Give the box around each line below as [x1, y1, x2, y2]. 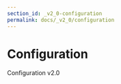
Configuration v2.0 [7, 69, 60, 77]
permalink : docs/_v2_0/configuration [7, 17, 115, 23]
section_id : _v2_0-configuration [7, 10, 103, 17]
